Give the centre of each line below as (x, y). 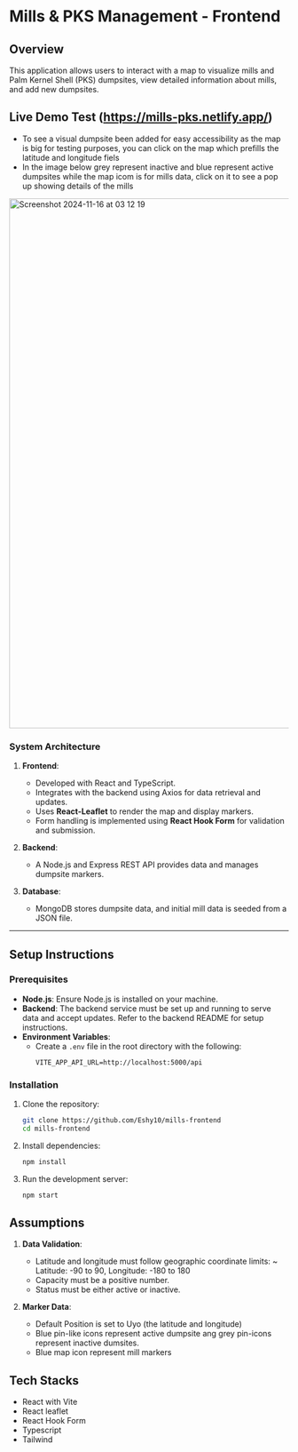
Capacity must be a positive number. (102, 1280)
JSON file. (54, 918)
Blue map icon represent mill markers (103, 1352)
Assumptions (47, 1222)
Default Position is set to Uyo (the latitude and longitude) (138, 1324)
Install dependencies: (61, 1145)
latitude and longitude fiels (71, 157)
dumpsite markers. (70, 874)
